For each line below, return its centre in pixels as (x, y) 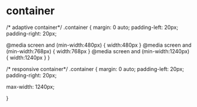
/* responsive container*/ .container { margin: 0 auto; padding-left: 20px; (95, 69)
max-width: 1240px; (30, 86)
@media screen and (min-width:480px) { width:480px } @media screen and (99, 45)
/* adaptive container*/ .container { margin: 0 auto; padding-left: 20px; (92, 27)
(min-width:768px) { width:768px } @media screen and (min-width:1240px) (98, 51)
